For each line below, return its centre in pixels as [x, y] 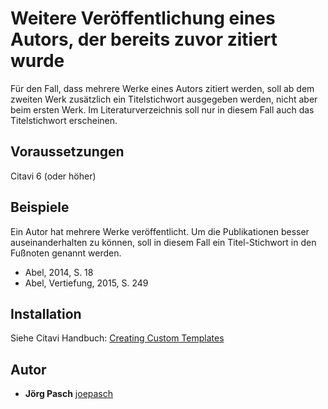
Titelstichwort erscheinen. [64, 120]
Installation [46, 313]
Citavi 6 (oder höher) [53, 176]
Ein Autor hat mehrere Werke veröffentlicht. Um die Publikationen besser [160, 231]
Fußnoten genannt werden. [66, 253]
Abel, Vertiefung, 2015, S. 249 [86, 283]
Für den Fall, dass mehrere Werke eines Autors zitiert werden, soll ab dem [162, 88]
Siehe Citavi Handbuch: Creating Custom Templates [117, 338]
